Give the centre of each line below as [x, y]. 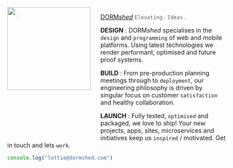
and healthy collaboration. [137, 102]
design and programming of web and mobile [161, 38]
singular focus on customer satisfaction [159, 95]
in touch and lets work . [39, 145]
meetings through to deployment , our [152, 80]
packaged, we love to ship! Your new [153, 123]
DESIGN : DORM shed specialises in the [156, 30]
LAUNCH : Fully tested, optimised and [154, 116]
